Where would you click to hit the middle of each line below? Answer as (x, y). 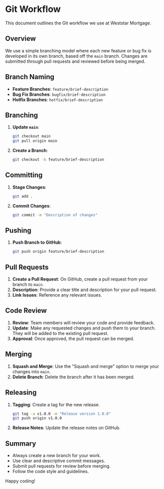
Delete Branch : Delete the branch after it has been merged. (73, 377)
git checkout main (31, 136)
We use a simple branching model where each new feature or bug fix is (78, 50)
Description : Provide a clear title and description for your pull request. (84, 290)
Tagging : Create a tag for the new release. (56, 404)
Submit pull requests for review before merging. (61, 466)
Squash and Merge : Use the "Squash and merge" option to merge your (86, 366)
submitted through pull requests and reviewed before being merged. (75, 61)
